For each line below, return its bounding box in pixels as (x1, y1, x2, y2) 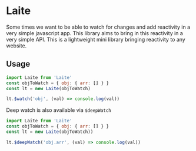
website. (6, 42, 27, 49)
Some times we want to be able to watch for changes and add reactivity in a (6, 23, 190, 30)
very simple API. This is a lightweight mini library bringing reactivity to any (6, 36, 185, 43)
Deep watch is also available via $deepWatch (6, 107, 112, 114)
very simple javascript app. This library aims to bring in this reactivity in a (6, 29, 184, 36)
